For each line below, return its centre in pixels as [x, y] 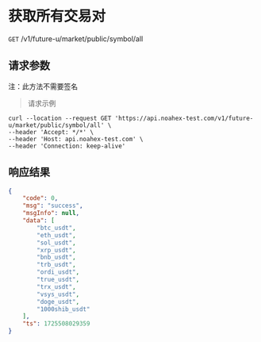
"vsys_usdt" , [58, 294]
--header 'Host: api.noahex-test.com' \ [76, 139]
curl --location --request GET [60, 118]
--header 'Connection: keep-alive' [67, 146]
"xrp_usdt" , [57, 250]
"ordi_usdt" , [58, 272]
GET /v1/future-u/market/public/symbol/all [76, 38]
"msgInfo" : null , [51, 213]
